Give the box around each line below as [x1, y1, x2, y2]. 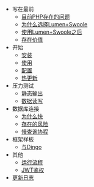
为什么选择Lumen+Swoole [21, 21, 88, 28]
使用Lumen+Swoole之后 [21, 28, 82, 36]
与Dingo [21, 143, 42, 150]
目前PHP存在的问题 [21, 13, 70, 20]
